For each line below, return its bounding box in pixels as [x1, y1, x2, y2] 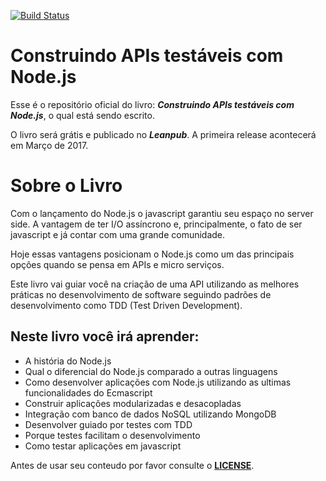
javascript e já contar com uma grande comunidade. [10, 228, 226, 240]
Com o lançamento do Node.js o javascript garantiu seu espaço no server [10, 207, 314, 219]
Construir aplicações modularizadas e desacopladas [24, 397, 242, 409]
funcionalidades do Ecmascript [24, 386, 153, 399]
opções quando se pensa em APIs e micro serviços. [10, 258, 225, 270]
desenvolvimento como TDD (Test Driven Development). [10, 299, 243, 311]
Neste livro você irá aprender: [10, 328, 200, 345]
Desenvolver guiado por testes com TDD [24, 418, 193, 430]
